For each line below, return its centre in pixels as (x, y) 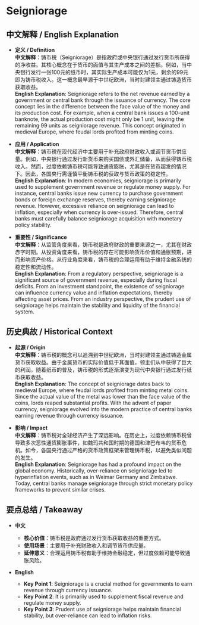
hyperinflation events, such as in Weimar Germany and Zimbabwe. (96, 477)
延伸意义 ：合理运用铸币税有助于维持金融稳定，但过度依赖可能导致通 (107, 553)
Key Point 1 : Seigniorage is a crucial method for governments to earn (108, 584)
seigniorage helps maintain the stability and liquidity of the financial (97, 305)
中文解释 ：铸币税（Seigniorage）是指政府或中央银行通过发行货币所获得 (102, 57)
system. (24, 312)
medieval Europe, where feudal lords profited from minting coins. (94, 132)
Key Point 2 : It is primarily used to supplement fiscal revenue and (104, 596)
